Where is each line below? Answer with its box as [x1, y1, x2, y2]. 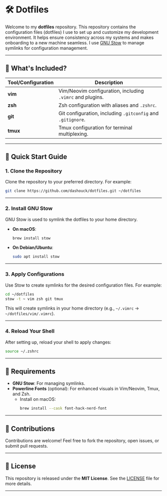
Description [94, 79, 123, 86]
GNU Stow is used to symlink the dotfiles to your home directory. [5, 216, 138, 222]
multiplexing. [58, 130, 88, 137]
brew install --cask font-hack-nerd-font [19, 406, 107, 411]
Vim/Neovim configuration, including [58, 87, 144, 94]
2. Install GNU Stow [5, 205, 53, 212]
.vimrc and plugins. [58, 93, 104, 100]
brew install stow [12, 235, 51, 241]
